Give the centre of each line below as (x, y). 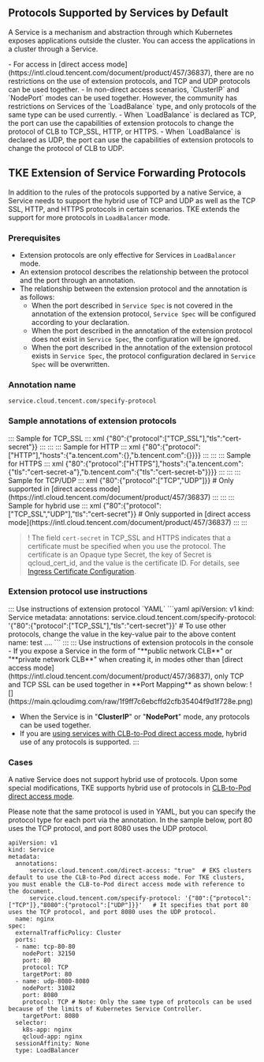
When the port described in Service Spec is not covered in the (132, 305)
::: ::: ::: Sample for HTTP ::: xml (90, 447)
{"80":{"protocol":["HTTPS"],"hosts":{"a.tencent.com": (154, 463)
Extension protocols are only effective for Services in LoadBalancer (128, 255)
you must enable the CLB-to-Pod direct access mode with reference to (126, 885)
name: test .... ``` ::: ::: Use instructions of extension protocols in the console (131, 642)
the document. (32, 892)
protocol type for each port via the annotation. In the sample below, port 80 (130, 820)
